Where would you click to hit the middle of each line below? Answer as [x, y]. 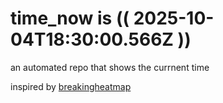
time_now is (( [70, 18]
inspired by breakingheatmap [71, 86]
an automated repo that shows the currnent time [110, 67]
